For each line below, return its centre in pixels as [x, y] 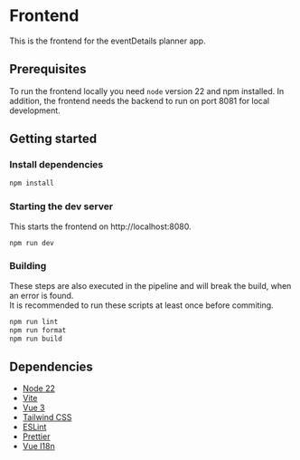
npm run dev [32, 243]
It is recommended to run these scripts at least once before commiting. [141, 305]
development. [35, 110]
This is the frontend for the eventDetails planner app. [108, 41]
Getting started [53, 139]
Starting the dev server [61, 206]
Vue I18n [39, 446]
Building [28, 266]
